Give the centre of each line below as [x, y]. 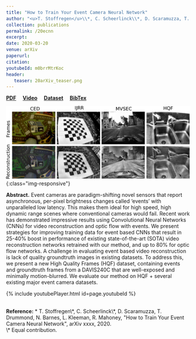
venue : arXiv [22, 50]
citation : [18, 62]
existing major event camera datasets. [52, 283]
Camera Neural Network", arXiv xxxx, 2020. [59, 324]
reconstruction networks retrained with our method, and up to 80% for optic [98, 245]
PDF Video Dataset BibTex [46, 98]
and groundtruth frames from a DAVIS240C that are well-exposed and [90, 270]
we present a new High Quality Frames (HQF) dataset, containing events [93, 264]
